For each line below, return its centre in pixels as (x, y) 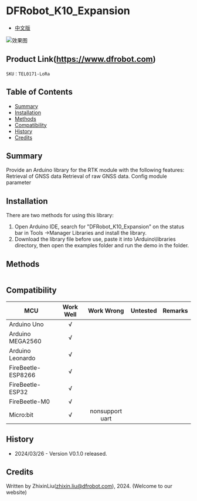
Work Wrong (106, 310)
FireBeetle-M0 (30, 402)
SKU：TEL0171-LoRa (28, 74)
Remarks (175, 310)
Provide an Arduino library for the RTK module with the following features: (95, 170)
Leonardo (22, 358)
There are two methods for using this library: (60, 215)
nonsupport (106, 411)
